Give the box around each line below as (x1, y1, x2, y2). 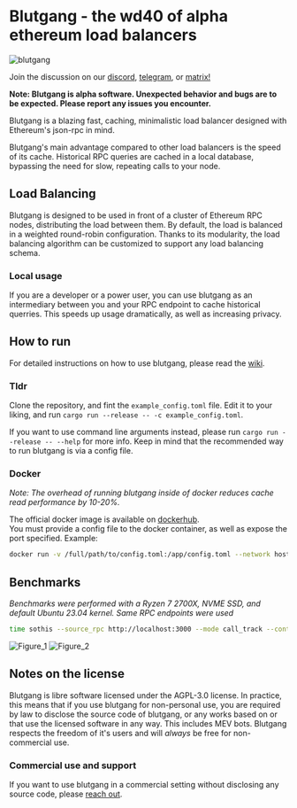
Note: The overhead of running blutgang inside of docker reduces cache (9, 487, 274, 498)
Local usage (9, 269, 63, 282)
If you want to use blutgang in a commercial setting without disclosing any (9, 780, 280, 790)
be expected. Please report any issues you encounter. (9, 97, 212, 108)
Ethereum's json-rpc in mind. (9, 124, 115, 135)
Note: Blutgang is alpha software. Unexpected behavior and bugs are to (9, 89, 277, 99)
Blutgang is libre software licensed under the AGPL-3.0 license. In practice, (9, 689, 283, 701)
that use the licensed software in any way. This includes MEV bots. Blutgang (9, 718, 287, 728)
